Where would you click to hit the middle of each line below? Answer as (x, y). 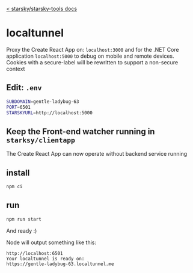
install (18, 173)
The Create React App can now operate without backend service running (97, 154)
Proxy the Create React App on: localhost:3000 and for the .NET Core (93, 49)
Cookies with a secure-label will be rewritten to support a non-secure (92, 62)
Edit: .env (24, 87)
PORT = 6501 (19, 107)
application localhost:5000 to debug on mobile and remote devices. (90, 56)
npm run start (24, 219)
